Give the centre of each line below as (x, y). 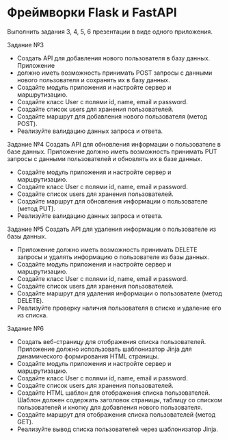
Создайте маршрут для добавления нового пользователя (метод (112, 116)
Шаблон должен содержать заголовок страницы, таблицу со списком (120, 400)
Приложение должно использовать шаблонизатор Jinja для (104, 349)
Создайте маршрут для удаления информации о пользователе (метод (119, 293)
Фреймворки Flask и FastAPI (92, 13)
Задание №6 (26, 328)
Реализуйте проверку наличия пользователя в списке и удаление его (119, 308)
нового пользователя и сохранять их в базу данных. (94, 80)
